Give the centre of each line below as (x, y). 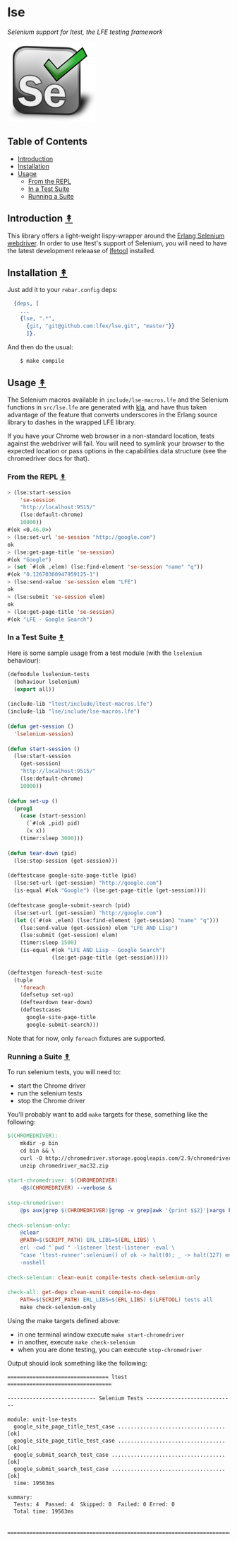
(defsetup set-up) (47, 995)
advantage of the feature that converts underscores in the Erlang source (113, 415)
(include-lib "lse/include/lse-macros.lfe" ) (74, 711)
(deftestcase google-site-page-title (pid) (72, 876)
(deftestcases (41, 1010)
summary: (20, 1498)
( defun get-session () (41, 726)
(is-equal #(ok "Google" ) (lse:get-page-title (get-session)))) (110, 891)
